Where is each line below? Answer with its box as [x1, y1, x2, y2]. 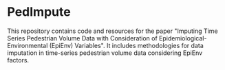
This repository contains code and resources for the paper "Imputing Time [7, 27, 218, 35]
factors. [7, 56, 30, 64]
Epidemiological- [159, 34, 207, 42]
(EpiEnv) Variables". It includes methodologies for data [49, 41, 204, 49]
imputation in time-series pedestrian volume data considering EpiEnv [7, 49, 203, 57]
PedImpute [7, 4, 71, 20]
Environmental [7, 41, 48, 49]
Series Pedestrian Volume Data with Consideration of [7, 34, 158, 42]
